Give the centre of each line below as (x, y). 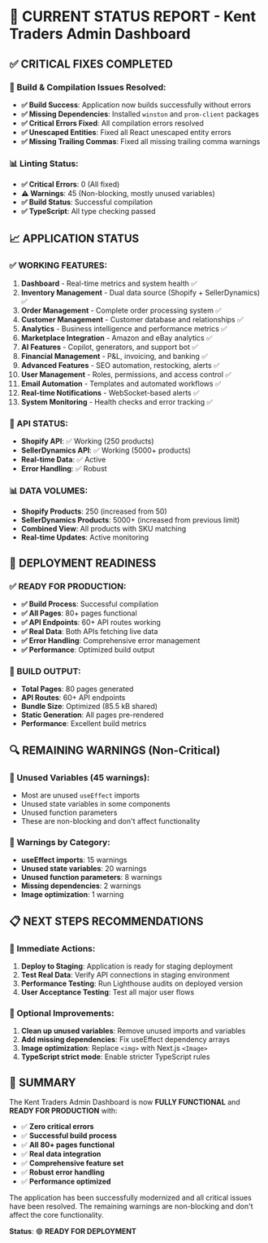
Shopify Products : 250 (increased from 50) (94, 511)
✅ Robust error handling (63, 1172)
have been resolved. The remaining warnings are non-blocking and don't (131, 1206)
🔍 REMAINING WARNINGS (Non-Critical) (115, 750)
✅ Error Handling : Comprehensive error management (110, 641)
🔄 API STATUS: (39, 423)
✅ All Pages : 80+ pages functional (79, 613)
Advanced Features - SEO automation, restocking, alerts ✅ (120, 365)
